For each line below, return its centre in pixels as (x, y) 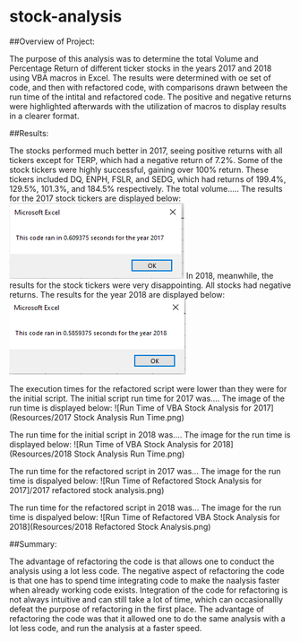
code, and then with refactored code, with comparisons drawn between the (149, 87)
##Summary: (33, 543)
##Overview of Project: (52, 41)
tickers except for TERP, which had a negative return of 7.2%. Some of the (146, 160)
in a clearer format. (44, 116)
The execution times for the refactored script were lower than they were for (148, 388)
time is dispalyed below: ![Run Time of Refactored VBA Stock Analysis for (145, 516)
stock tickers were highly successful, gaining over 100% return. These (139, 169)
